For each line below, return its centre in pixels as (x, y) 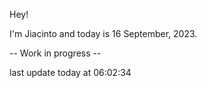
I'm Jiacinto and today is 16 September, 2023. (103, 33)
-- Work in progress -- (55, 53)
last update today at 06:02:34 (70, 72)
